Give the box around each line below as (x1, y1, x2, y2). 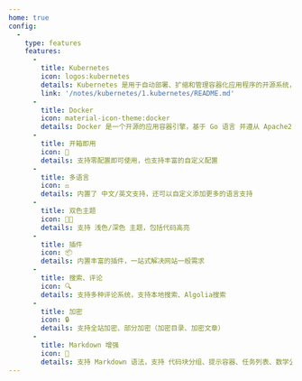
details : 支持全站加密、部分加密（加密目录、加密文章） (41, 324, 225, 333)
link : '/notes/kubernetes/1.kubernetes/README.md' (41, 88, 235, 98)
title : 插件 (41, 240, 83, 249)
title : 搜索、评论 (41, 274, 103, 283)
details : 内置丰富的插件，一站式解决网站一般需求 (41, 256, 205, 266)
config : (8, 22, 38, 31)
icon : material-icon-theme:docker (41, 114, 170, 123)
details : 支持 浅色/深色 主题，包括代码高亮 (41, 223, 190, 232)
